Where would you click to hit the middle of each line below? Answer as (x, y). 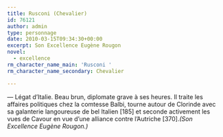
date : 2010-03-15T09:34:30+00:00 (55, 39)
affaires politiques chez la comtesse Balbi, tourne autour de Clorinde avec (111, 104)
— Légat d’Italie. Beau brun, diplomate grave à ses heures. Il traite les (105, 96)
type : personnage (32, 33)
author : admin (27, 26)
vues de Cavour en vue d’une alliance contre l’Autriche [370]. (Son (100, 118)
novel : (16, 52)
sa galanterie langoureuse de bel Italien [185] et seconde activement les (109, 112)
